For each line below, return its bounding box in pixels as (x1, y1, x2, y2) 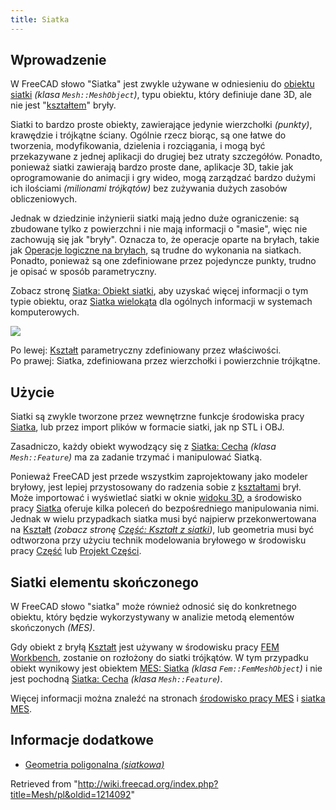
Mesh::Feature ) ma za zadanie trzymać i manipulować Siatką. (10, 451, 263, 463)
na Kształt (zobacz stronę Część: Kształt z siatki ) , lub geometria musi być (10, 524, 315, 536)
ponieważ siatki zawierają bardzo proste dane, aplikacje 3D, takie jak (10, 161, 294, 173)
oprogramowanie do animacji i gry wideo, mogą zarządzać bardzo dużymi (10, 172, 316, 184)
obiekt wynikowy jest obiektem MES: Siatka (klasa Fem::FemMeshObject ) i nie (10, 662, 323, 675)
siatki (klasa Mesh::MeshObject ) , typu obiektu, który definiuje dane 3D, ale (10, 89, 312, 101)
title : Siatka (10, 14, 70, 25)
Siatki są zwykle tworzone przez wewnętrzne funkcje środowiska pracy (10, 411, 305, 423)
